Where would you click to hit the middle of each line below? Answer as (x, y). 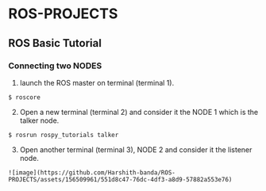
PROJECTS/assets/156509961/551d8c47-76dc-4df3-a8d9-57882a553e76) (120, 179)
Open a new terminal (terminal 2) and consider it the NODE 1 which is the (139, 112)
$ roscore (25, 97)
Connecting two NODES (55, 66)
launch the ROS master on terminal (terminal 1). (97, 82)
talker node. (39, 120)
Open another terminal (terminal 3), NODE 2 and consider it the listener (136, 149)
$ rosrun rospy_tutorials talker (64, 135)
